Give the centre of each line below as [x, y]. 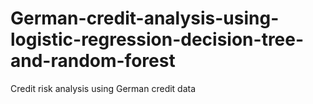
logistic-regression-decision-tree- [157, 39]
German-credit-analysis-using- [145, 18]
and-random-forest [93, 61]
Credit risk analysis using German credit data [103, 88]
